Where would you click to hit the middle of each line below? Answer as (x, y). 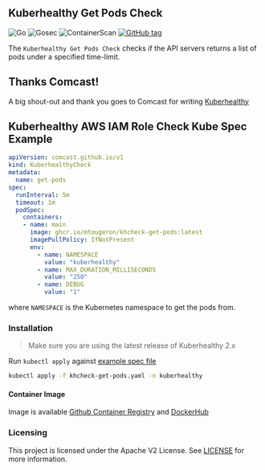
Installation (31, 328)
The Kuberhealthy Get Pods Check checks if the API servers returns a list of (132, 48)
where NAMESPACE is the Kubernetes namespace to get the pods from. (122, 308)
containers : (43, 217)
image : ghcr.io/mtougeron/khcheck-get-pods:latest (116, 232)
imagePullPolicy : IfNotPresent (82, 240)
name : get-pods (41, 180)
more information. (38, 459)
